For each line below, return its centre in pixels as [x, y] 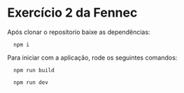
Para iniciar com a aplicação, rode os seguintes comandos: [92, 58]
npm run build [34, 70]
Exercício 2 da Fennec [72, 13]
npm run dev [31, 82]
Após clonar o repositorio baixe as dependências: [79, 32]
